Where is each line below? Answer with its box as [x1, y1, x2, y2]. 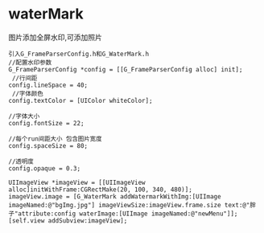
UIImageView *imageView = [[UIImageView [8, 178, 146, 186]
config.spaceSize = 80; [8, 141, 89, 149]
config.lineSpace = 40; [8, 81, 89, 89]
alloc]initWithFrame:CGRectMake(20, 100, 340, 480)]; [8, 186, 193, 194]
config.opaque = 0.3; [8, 164, 81, 173]
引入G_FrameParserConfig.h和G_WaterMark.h [8, 50, 150, 58]
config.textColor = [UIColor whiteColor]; [8, 96, 153, 104]
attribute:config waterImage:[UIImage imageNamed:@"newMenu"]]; [18, 210, 238, 218]
